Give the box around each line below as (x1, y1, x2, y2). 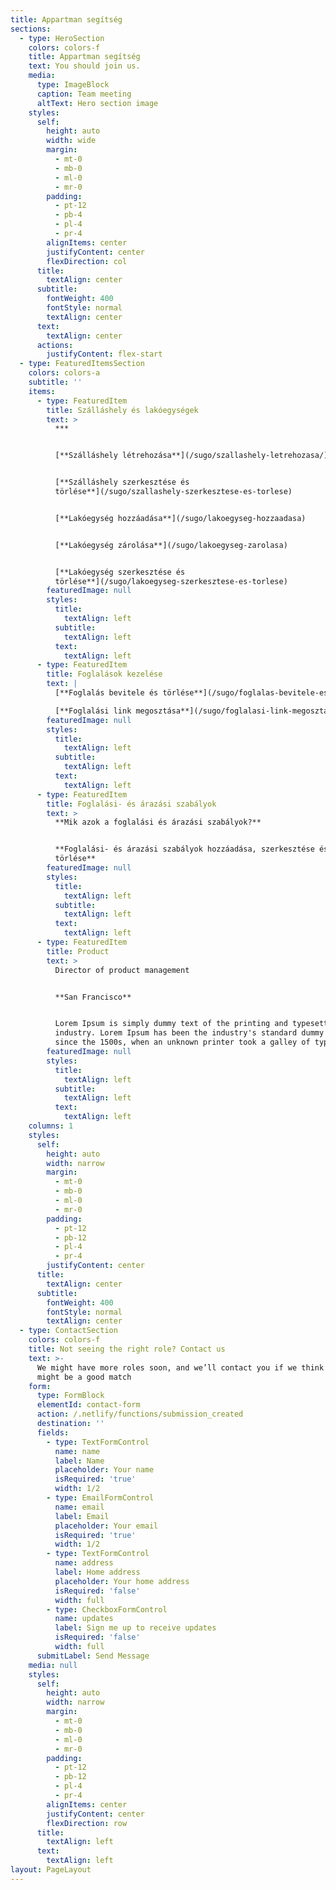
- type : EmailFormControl (46, 1493, 155, 1503)
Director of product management (54, 965, 190, 975)
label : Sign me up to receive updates (54, 1623, 217, 1633)
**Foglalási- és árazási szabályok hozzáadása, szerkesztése (54, 844, 315, 855)
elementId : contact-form (36, 1400, 141, 1410)
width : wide (46, 136, 97, 146)
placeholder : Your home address (54, 1576, 190, 1586)
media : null (28, 1660, 78, 1670)
